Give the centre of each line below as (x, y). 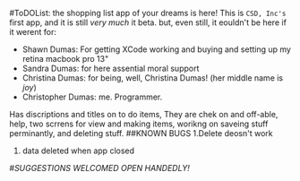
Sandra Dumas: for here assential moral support (111, 68)
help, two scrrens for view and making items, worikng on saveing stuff (139, 124)
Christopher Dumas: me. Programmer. (92, 97)
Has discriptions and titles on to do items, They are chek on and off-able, (144, 114)
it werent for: (33, 32)
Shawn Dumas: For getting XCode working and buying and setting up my (156, 49)
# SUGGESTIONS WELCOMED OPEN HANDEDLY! (99, 168)
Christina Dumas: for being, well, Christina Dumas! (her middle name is (153, 78)
